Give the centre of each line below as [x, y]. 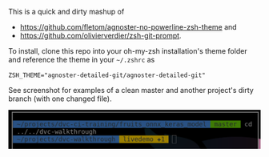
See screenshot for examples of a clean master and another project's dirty [131, 90]
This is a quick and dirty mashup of [66, 12]
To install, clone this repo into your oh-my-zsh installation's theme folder [128, 51]
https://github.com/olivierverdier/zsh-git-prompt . [100, 36]
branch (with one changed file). [60, 99]
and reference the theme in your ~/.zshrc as [82, 60]
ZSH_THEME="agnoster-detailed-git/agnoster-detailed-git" [107, 75]
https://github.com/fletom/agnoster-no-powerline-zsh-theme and [128, 27]
